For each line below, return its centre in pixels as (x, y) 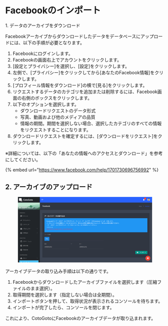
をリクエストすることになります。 (55, 130)
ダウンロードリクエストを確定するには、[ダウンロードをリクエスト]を (85, 136)
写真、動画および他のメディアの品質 (58, 117)
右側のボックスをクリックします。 (57, 98)
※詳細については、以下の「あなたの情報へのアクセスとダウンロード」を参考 (84, 153)
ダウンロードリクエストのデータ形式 (58, 110)
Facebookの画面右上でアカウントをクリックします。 (67, 60)
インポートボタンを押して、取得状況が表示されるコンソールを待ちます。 (88, 301)
